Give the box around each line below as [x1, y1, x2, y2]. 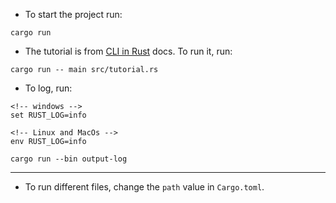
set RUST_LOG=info [10, 110, 87, 120]
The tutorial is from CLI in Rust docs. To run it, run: [24, 45, 233, 57]
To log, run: [24, 82, 73, 94]
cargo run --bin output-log [10, 154, 128, 164]
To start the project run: [24, 9, 123, 20]
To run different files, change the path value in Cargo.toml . [24, 181, 265, 193]
